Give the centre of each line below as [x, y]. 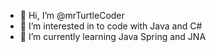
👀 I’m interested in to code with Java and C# [111, 26]
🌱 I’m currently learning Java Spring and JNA [113, 36]
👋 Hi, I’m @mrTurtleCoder [72, 15]
